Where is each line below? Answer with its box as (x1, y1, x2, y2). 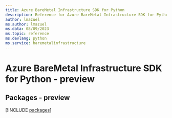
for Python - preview (5, 73, 95, 84)
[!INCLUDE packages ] (5, 107, 52, 113)
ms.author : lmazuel (5, 21, 47, 27)
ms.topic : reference (5, 31, 50, 36)
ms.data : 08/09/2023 (5, 26, 50, 32)
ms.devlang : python (5, 36, 47, 41)
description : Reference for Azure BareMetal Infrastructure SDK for (5, 12, 155, 17)
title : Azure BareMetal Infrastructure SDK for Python (5, 7, 125, 13)
